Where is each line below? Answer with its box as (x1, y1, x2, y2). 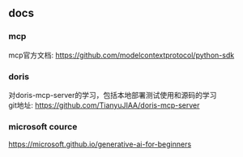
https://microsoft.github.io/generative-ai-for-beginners (8, 139, 192, 149)
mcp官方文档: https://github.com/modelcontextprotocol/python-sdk (8, 50, 235, 60)
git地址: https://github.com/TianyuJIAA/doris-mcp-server (8, 100, 200, 110)
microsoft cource (8, 121, 78, 132)
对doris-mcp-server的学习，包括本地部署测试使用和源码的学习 (8, 90, 217, 100)
